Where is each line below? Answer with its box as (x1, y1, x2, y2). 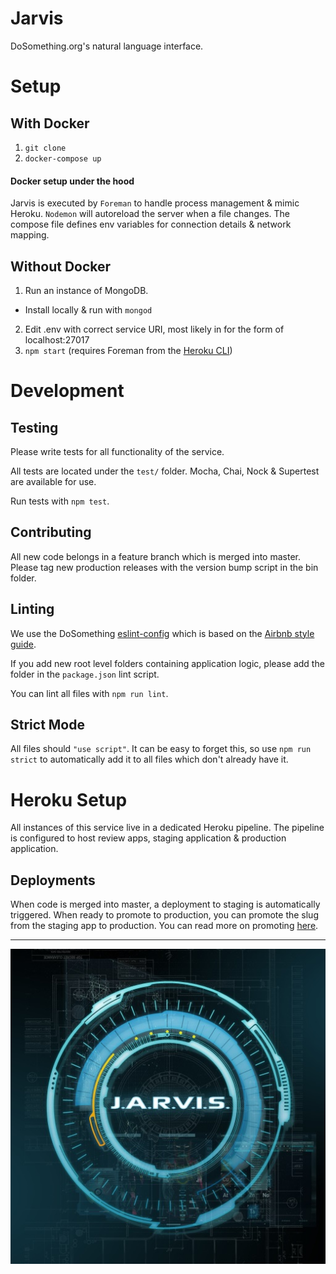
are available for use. (10, 475, 97, 487)
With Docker (10, 115, 90, 132)
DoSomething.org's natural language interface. (10, 40, 204, 52)
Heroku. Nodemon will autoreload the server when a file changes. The (10, 208, 290, 220)
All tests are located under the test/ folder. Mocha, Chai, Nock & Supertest (10, 465, 320, 477)
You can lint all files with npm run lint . (10, 687, 169, 699)
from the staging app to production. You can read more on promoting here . (10, 920, 319, 932)
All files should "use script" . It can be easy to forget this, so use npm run (10, 743, 312, 755)
